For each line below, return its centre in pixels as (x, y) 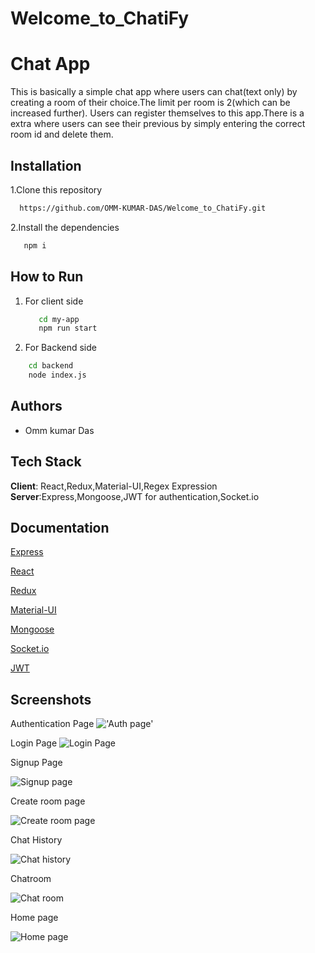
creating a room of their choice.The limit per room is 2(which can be (150, 103)
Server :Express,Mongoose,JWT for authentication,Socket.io (135, 496)
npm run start (68, 328)
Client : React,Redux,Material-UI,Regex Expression (114, 486)
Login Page (34, 743)
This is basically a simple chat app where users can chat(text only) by (154, 92)
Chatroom (31, 879)
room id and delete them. (62, 134)
